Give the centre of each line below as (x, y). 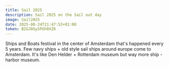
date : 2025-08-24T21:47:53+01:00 (41, 24)
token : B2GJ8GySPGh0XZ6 (31, 29)
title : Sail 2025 (24, 10)
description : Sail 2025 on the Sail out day (54, 15)
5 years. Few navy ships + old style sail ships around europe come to (78, 49)
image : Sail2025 (23, 19)
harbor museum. (23, 60)
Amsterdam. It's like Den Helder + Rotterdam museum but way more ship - (84, 55)
